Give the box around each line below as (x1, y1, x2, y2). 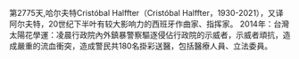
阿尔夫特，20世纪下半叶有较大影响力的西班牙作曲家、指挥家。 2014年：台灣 (9, 18, 290, 29)
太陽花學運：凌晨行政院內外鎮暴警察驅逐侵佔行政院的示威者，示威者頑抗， (9, 30, 283, 40)
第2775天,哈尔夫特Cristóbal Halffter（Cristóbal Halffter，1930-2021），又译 (9, 8, 284, 18)
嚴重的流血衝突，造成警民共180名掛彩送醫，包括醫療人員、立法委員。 (16, 41, 273, 51)
